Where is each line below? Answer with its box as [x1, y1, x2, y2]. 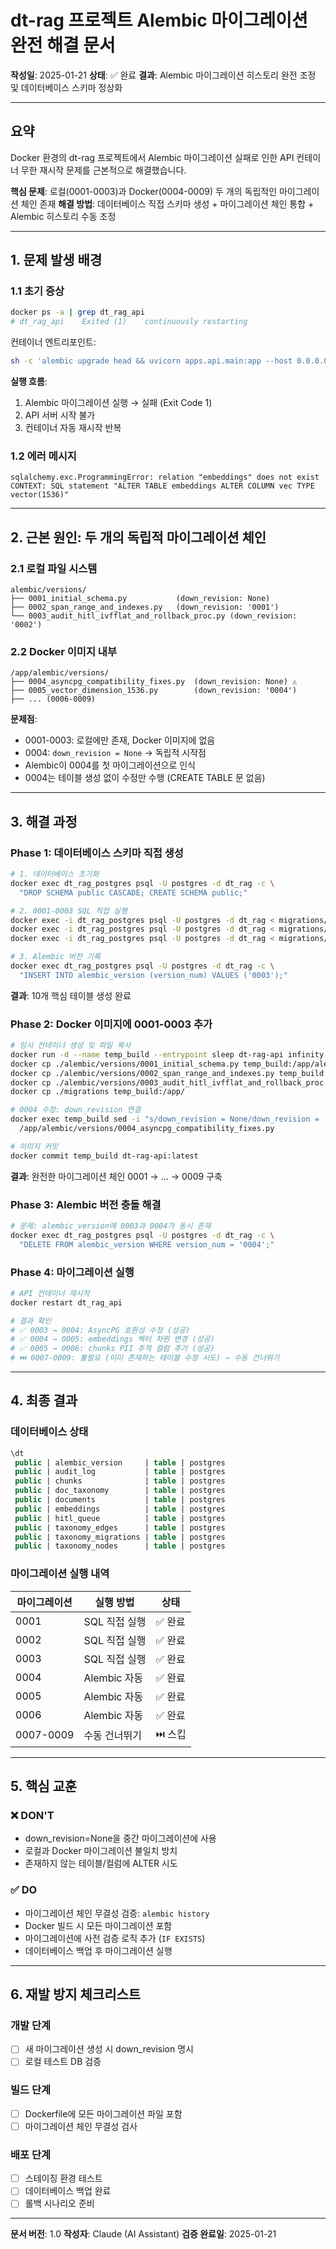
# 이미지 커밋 [10, 1141, 59, 1151]
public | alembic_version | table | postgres [14, 1457, 226, 1468]
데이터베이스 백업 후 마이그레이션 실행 [24, 1944, 173, 1956]
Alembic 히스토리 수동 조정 [10, 210, 117, 222]
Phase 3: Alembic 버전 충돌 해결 [10, 1197, 162, 1211]
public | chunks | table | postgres [14, 1476, 226, 1486]
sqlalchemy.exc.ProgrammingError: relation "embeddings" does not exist [10, 472, 320, 483]
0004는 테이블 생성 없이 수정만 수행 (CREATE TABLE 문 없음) [24, 772, 266, 784]
